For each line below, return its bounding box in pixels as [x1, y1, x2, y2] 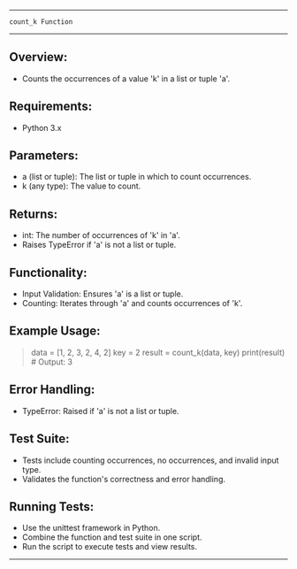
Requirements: [9, 99, 93, 114]
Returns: [9, 206, 58, 221]
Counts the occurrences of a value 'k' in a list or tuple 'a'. [21, 73, 231, 84]
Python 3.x [21, 122, 62, 133]
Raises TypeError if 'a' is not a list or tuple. [21, 240, 177, 250]
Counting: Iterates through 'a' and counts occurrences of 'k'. [21, 298, 243, 309]
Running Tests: [9, 499, 95, 514]
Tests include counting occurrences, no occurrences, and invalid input [21, 455, 279, 465]
